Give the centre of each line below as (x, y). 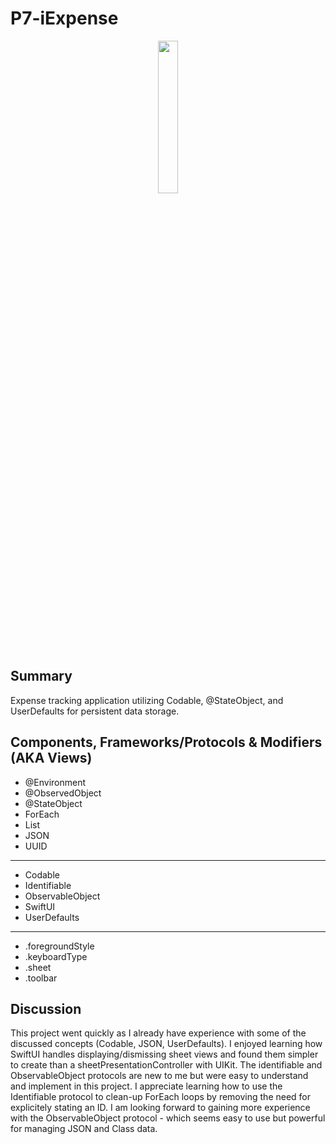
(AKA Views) (51, 758)
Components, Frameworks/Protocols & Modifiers (166, 742)
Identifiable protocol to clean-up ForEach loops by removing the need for (161, 1097)
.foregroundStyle (59, 946)
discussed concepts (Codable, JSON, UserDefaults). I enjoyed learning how (166, 1044)
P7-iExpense (64, 18)
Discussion (46, 1008)
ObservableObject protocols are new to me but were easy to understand (159, 1076)
